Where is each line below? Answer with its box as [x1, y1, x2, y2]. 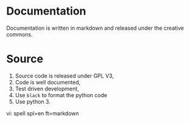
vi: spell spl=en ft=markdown [6, 109, 80, 117]
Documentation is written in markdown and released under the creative [6, 24, 184, 32]
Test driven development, [15, 85, 80, 92]
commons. [6, 30, 33, 38]
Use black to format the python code [15, 91, 107, 98]
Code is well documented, [15, 78, 81, 86]
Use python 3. [15, 98, 50, 105]
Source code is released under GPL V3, [15, 72, 114, 80]
